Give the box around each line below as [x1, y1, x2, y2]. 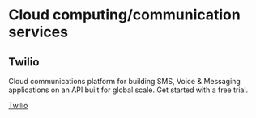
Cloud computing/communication [8, 6, 241, 24]
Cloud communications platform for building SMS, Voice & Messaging [8, 77, 241, 86]
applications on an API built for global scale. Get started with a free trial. [8, 85, 249, 95]
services [8, 23, 69, 41]
